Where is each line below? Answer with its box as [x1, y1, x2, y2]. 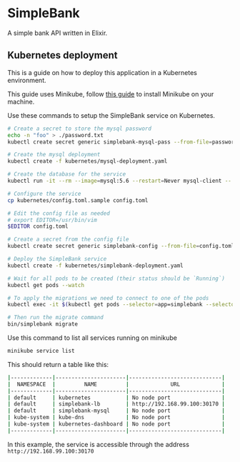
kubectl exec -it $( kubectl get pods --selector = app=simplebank [7, 301, 203, 308]
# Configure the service [7, 190, 81, 197]
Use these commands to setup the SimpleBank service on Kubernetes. [7, 111, 216, 119]
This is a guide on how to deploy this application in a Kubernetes [7, 68, 198, 76]
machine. [7, 97, 35, 106]
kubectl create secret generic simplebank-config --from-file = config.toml [7, 243, 235, 250]
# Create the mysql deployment [7, 151, 101, 159]
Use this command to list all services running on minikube [7, 333, 177, 342]
